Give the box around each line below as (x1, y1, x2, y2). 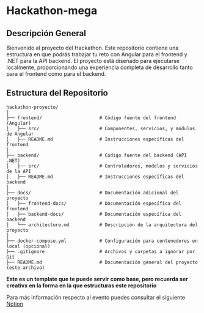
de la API (6, 168, 32, 174)
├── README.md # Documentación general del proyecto (6, 259, 199, 265)
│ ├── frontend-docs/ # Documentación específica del (6, 200, 182, 207)
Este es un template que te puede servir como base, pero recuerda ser (6, 275, 188, 282)
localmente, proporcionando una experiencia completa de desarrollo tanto (6, 64, 194, 71)
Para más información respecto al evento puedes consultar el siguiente (6, 293, 186, 301)
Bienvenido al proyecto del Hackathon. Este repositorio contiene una (6, 44, 179, 51)
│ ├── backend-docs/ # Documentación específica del (6, 211, 182, 217)
